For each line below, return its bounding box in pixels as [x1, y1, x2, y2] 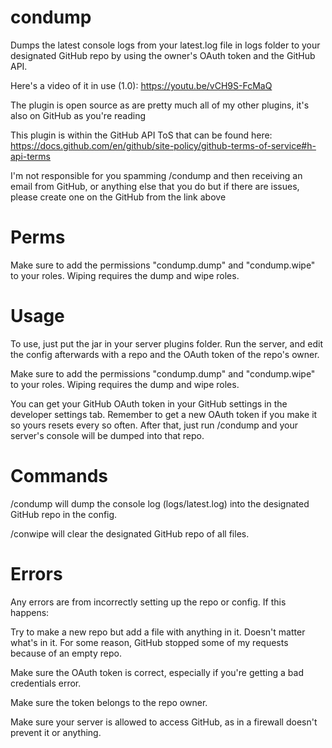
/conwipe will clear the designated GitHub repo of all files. [10, 527, 250, 540]
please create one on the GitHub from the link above [10, 191, 227, 203]
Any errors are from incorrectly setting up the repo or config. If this [10, 596, 287, 608]
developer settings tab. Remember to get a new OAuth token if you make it [10, 408, 318, 420]
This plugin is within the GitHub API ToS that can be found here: [10, 129, 273, 141]
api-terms [10, 150, 52, 162]
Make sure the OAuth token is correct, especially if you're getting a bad [10, 666, 304, 678]
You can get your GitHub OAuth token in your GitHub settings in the [10, 397, 288, 410]
